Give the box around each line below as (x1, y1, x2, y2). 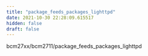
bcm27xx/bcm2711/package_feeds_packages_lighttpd (6, 43, 142, 50)
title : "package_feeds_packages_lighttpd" (6, 9, 116, 15)
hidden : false (6, 20, 43, 26)
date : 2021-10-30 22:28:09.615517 (6, 15, 94, 21)
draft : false (6, 26, 40, 32)
